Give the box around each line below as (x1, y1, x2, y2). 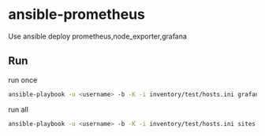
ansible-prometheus (8, 6, 146, 24)
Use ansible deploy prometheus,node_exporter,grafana (8, 31, 188, 41)
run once (8, 75, 38, 84)
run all (8, 105, 29, 114)
